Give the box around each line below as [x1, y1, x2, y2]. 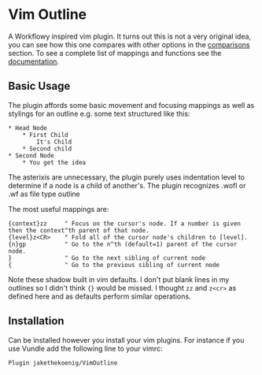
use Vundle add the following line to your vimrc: [8, 343, 163, 353]
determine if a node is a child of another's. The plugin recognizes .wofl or [8, 180, 246, 190]
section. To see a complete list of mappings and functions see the [8, 48, 222, 58]
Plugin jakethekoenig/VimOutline [8, 358, 118, 367]
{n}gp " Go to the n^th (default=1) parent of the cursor [8, 240, 238, 248]
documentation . [8, 57, 60, 66]
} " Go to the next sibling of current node [8, 254, 206, 262]
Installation [8, 314, 65, 328]
